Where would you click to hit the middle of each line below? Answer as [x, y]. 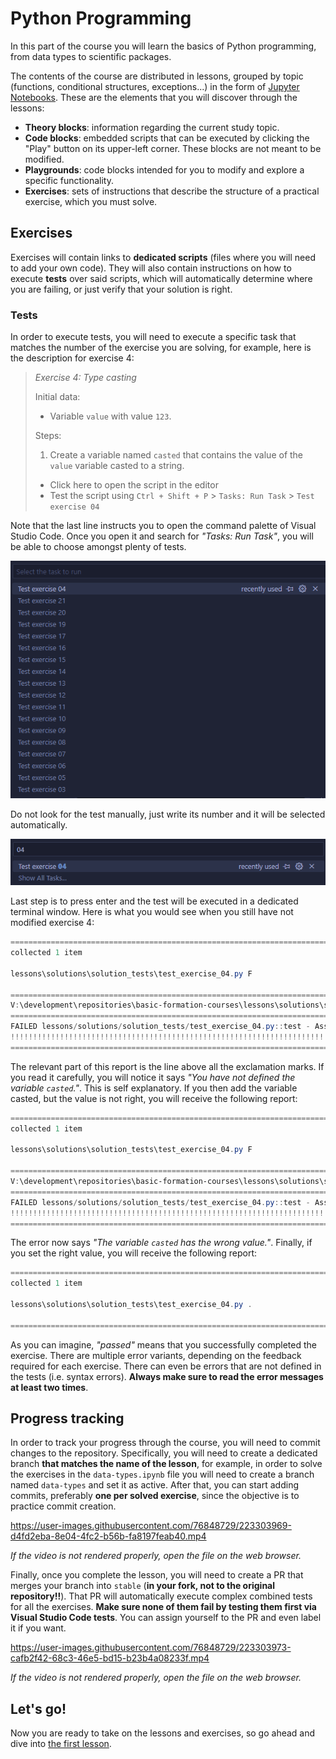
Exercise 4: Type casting [85, 378]
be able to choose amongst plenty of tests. [98, 547]
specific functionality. [69, 180]
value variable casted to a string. [117, 466]
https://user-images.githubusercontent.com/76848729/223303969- [151, 1526]
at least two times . [49, 1387]
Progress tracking [67, 1418]
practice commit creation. [63, 1506]
